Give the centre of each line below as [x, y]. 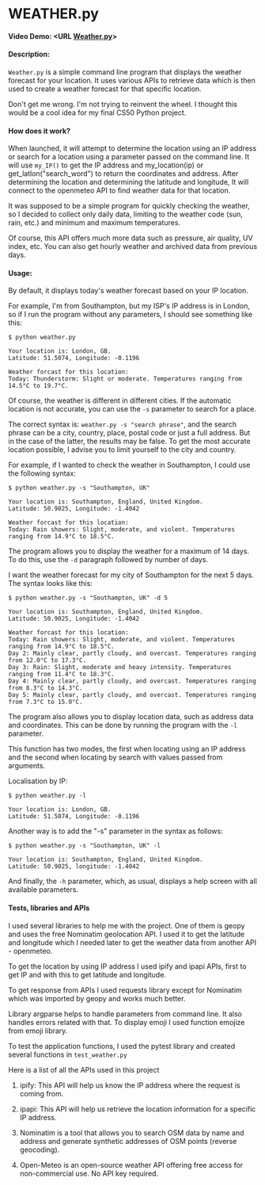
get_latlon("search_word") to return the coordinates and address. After [123, 174]
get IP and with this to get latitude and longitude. [87, 974]
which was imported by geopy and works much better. [97, 998]
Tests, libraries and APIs [49, 908]
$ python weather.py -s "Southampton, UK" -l [84, 846]
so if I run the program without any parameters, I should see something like [131, 315]
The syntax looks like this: [51, 583]
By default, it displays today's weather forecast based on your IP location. [129, 291]
